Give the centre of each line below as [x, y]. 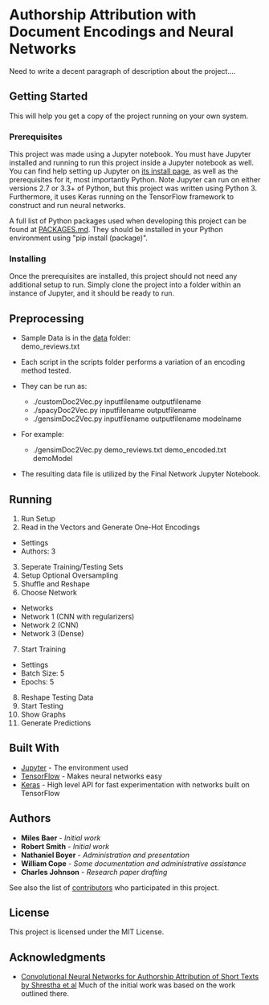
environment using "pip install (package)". [78, 238]
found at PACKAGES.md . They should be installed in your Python [116, 230]
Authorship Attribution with [103, 15]
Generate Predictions [56, 723]
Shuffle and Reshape [55, 583]
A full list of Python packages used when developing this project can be [128, 221]
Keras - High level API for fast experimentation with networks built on [135, 784]
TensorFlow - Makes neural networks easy [92, 776]
